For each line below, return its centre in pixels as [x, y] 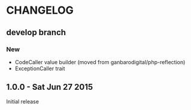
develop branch [36, 32]
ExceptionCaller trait [40, 68]
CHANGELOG [40, 10]
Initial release [22, 101]
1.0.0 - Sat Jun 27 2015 [50, 87]
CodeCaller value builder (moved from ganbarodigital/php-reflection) [100, 62]
